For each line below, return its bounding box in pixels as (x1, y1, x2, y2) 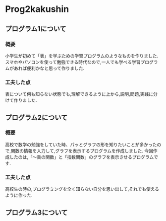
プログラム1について (5, 24, 66, 33)
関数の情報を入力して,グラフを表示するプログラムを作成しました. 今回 (10, 147, 154, 153)
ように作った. (5, 192, 33, 198)
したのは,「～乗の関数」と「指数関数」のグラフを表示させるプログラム (9, 154, 154, 160)
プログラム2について (5, 113, 68, 122)
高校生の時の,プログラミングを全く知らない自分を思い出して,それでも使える (5, 186, 160, 192)
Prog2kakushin (5, 3, 69, 15)
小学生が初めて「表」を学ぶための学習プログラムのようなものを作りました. (5, 53, 159, 59)
